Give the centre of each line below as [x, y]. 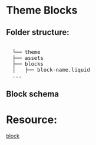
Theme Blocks [42, 10]
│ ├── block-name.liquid [51, 70]
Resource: [32, 120]
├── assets [28, 58]
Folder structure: [38, 32]
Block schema [33, 94]
